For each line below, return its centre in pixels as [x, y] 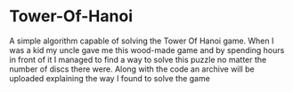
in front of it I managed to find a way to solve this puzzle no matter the [138, 59]
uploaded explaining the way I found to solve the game [110, 78]
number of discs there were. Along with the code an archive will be [132, 69]
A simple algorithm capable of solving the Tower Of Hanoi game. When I [142, 41]
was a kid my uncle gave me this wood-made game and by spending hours [147, 50]
